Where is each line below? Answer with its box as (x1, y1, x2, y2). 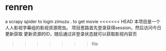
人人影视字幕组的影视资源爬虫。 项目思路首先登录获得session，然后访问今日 (5, 24, 162, 31)
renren (5, 1, 33, 13)
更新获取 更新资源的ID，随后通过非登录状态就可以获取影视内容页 (5, 31, 137, 37)
